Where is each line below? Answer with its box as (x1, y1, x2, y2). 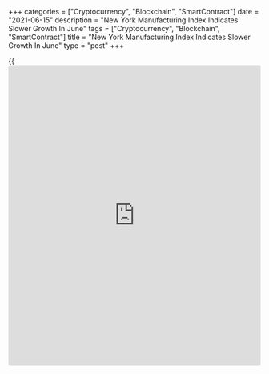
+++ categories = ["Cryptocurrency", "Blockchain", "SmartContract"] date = (8, 7, 259, 16)
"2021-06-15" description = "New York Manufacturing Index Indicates (8, 15, 239, 25)
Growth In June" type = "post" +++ (8, 41, 125, 50)
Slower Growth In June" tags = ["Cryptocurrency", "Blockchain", (8, 24, 220, 33)
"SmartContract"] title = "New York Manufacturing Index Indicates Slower (8, 32, 251, 42)
